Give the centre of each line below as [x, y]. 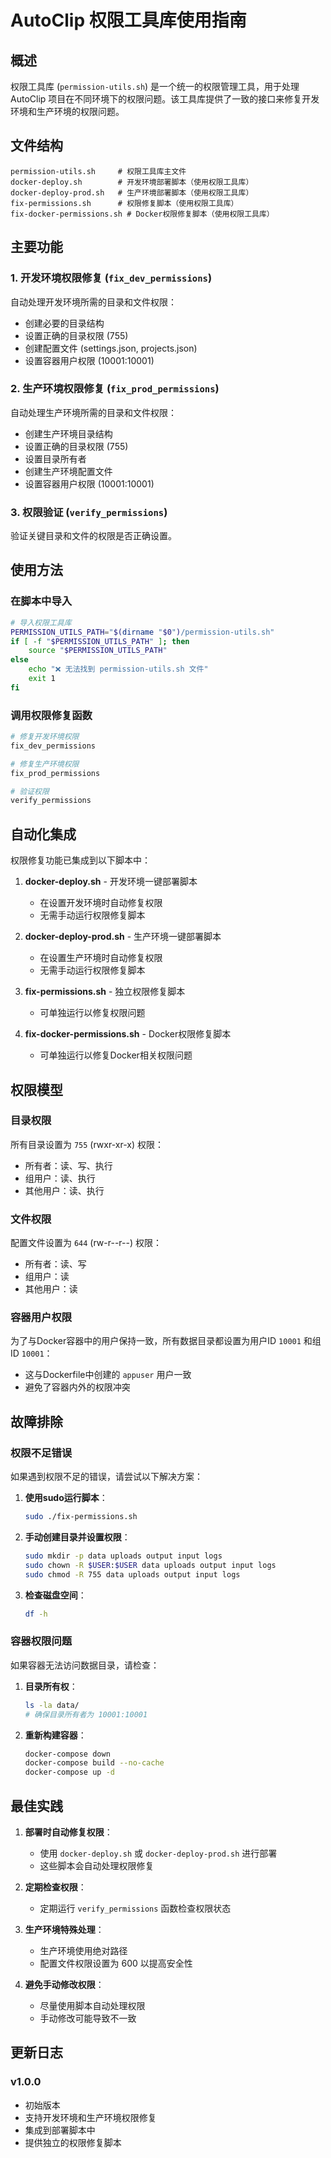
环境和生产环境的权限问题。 [67, 111]
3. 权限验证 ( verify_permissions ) [89, 512]
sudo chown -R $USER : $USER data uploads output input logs [150, 1565]
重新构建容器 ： [55, 1735]
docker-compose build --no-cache [94, 1763]
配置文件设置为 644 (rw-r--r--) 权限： [86, 1243]
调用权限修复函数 [51, 715]
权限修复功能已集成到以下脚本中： [80, 860]
